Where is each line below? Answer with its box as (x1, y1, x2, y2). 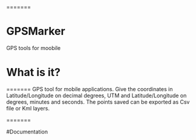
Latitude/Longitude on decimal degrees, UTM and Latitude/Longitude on (6, 92, 187, 99)
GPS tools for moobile (6, 44, 61, 51)
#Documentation (6, 128, 48, 135)
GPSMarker (6, 25, 65, 38)
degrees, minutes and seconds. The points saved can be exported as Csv (6, 98, 190, 106)
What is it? (6, 66, 61, 79)
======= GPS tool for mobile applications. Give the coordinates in (6, 85, 173, 92)
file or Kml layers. (6, 104, 50, 112)
